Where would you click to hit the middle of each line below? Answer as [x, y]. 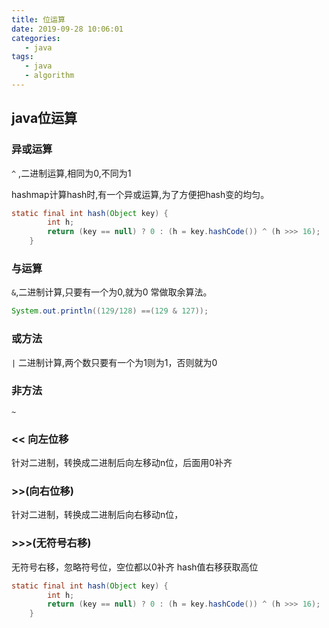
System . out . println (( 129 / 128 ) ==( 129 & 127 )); [110, 311]
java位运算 [44, 118]
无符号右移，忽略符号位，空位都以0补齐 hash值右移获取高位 [135, 567]
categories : [36, 38]
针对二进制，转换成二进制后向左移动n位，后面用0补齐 [122, 463]
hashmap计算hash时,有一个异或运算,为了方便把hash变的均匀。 [140, 194]
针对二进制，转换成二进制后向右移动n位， [97, 515]
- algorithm [49, 76]
